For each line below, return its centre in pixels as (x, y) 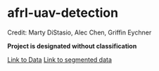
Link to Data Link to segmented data (60, 59)
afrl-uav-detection (63, 13)
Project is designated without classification (72, 46)
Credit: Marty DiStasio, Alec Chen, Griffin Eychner (79, 32)
